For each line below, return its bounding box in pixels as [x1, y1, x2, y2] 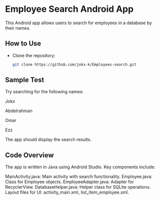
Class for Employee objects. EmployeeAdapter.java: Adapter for [5, 179, 134, 185]
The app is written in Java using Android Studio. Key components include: [5, 164, 156, 170]
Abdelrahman [5, 108, 33, 114]
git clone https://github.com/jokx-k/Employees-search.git [12, 62, 137, 67]
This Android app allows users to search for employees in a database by [5, 20, 152, 26]
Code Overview [5, 151, 54, 159]
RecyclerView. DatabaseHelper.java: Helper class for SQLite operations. [5, 184, 151, 190]
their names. [5, 25, 31, 31]
